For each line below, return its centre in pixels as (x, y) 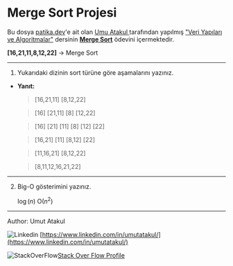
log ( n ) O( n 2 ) (35, 200)
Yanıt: (26, 86)
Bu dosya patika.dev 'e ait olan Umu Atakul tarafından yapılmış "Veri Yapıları (115, 32)
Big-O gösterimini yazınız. (54, 186)
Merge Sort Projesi (62, 13)
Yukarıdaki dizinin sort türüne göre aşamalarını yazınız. (95, 72)
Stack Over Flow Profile (91, 255)
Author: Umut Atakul (36, 221)
